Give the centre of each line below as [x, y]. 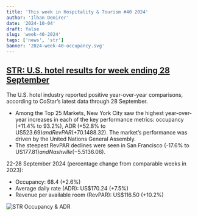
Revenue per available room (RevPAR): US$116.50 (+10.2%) [90, 195]
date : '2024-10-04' [31, 23]
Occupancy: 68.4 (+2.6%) [48, 182]
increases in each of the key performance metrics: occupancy [106, 119]
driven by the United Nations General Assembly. [75, 139]
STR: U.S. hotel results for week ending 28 [88, 71]
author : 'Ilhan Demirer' [38, 18]
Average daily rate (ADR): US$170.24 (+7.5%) [72, 188]
